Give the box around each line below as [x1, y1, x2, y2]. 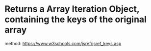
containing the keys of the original [4, 14, 147, 25]
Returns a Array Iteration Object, [4, 3, 140, 15]
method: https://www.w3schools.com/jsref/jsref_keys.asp [4, 40, 122, 46]
